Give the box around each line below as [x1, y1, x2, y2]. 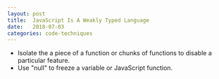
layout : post [7, 10, 46, 17]
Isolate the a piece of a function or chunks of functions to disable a [17, 49, 213, 57]
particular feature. [17, 57, 70, 65]
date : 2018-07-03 [7, 23, 65, 30]
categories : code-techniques [7, 29, 93, 37]
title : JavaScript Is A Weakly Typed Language [7, 17, 150, 24]
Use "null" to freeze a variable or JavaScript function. [17, 64, 173, 72]
